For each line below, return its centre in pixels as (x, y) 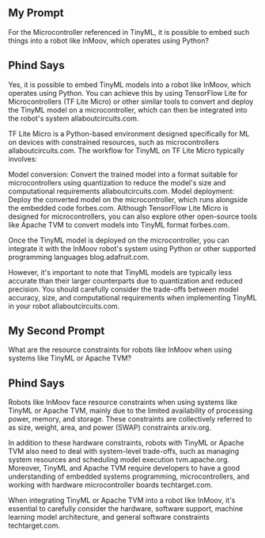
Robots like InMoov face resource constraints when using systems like (123, 403)
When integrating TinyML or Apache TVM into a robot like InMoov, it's (122, 500)
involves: (23, 158)
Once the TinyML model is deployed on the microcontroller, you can (119, 240)
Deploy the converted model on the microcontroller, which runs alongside (128, 199)
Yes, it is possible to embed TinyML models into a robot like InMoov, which (130, 84)
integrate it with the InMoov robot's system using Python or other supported (132, 248)
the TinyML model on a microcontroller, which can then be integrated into (128, 109)
